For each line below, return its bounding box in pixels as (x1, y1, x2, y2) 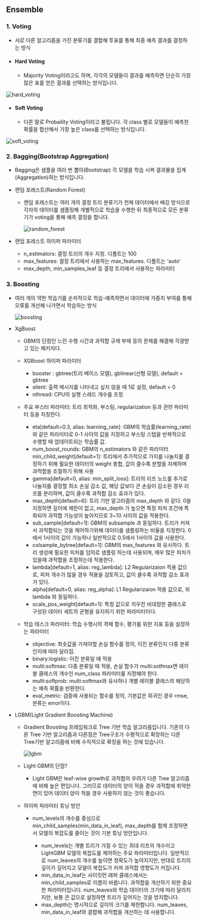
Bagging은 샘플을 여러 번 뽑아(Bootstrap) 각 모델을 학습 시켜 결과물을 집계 (14, 167, 187, 174)
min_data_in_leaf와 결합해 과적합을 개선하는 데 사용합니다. (41, 908, 176, 915)
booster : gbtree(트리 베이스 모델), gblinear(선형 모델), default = (32, 369, 183, 377)
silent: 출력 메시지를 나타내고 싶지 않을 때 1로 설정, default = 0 (32, 383, 176, 390)
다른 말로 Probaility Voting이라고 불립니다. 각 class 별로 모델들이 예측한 (23, 118, 189, 126)
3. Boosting (6, 280, 40, 288)
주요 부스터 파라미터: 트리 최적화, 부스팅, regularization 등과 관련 (23, 403, 173, 410)
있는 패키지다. (29, 344, 62, 352)
